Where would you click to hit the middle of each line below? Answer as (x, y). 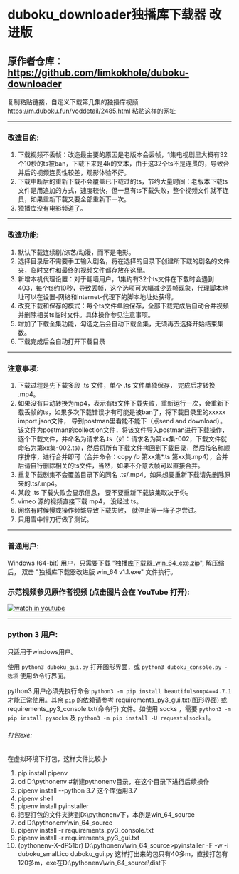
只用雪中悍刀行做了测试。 (55, 519)
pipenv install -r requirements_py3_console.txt (86, 830)
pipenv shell (35, 798)
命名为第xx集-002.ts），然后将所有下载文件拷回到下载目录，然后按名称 (121, 448)
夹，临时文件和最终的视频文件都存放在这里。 (83, 270)
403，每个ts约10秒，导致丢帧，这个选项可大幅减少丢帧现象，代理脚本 (120, 288)
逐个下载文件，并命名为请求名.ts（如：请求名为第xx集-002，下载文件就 (122, 438)
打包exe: (20, 735)
